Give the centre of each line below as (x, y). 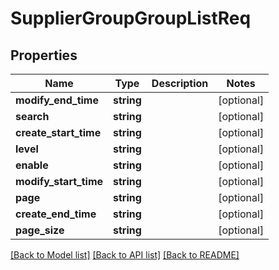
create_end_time (56, 214)
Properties (44, 55)
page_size (40, 230)
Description (180, 83)
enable (32, 165)
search (32, 116)
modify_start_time (59, 181)
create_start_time (58, 132)
